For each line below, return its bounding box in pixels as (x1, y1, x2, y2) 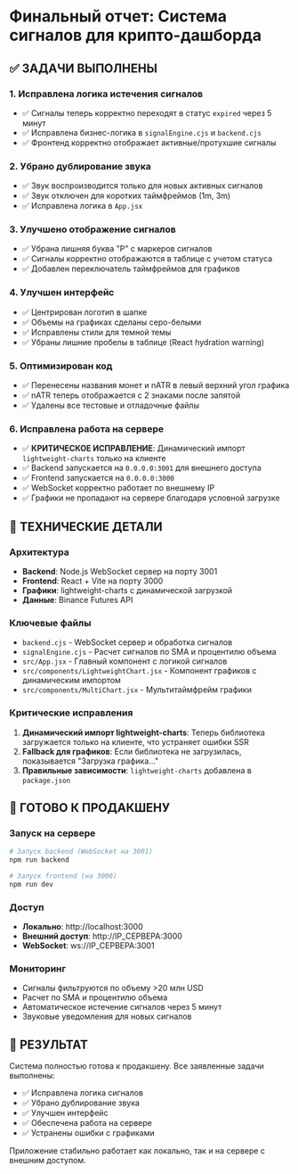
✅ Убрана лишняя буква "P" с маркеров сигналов (21, 244, 213, 254)
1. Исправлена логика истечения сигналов (9, 87, 204, 100)
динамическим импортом (21, 675, 122, 686)
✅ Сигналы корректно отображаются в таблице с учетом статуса (21, 253, 273, 264)
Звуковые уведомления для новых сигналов (21, 1011, 192, 1022)
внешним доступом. (9, 1155, 86, 1166)
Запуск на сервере (9, 827, 96, 839)
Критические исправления (9, 707, 133, 719)
